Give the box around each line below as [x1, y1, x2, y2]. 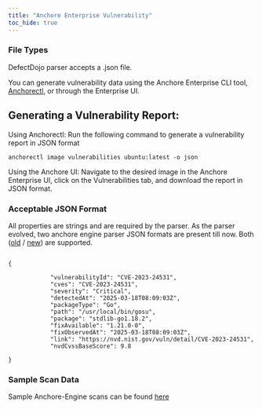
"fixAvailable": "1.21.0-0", [49, 321, 146, 330]
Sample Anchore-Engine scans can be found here [8, 392, 170, 401]
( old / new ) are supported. [8, 237, 93, 247]
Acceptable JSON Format [8, 203, 107, 214]
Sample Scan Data [8, 374, 80, 385]
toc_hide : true [8, 19, 58, 27]
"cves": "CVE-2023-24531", [49, 280, 139, 288]
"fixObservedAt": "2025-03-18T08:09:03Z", [49, 328, 191, 336]
